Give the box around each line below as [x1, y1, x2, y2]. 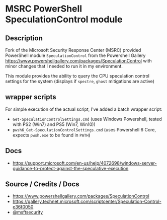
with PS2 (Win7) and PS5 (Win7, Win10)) [12, 121, 96, 127]
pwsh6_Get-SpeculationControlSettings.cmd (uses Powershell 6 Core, [12, 126, 156, 132]
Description [5, 34, 43, 42]
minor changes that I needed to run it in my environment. [5, 63, 123, 69]
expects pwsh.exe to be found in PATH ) [12, 132, 91, 138]
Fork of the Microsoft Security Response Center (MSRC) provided [5, 47, 141, 53]
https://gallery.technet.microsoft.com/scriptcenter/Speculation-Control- [12, 198, 162, 204]
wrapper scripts [5, 93, 56, 101]
